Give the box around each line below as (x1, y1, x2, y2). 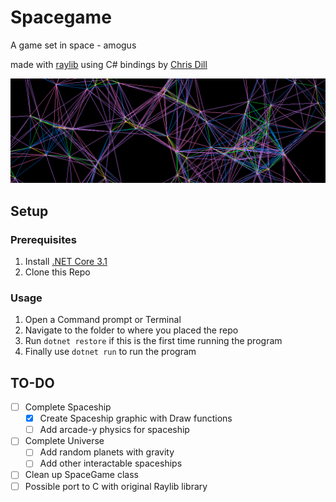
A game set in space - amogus (10, 39, 137, 51)
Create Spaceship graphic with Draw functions (39, 412, 233, 425)
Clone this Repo (24, 266, 91, 278)
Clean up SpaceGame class (24, 469, 139, 481)
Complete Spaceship (24, 401, 112, 413)
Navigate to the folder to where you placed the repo (24, 324, 239, 336)
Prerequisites (10, 232, 77, 246)
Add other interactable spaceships (39, 457, 183, 470)
